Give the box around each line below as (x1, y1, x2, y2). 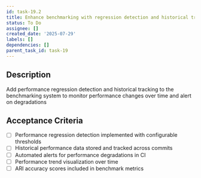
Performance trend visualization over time (14, 158, 118, 165)
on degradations (6, 98, 47, 105)
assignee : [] (6, 25, 39, 32)
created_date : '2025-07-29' (6, 31, 77, 37)
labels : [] (6, 36, 33, 42)
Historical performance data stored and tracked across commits (14, 145, 173, 152)
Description (6, 70, 51, 80)
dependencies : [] (6, 42, 50, 48)
